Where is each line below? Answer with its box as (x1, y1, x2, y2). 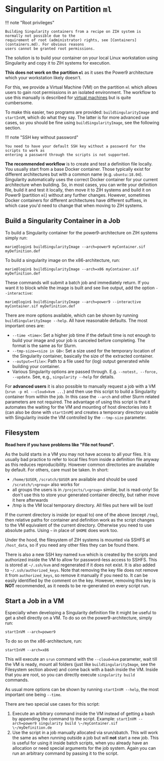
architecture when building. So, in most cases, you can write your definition (5, 182, 158, 187)
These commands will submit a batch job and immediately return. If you (5, 279, 149, 285)
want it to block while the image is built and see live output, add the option (5, 285, 155, 291)
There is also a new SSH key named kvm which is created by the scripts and (5, 552, 158, 557)
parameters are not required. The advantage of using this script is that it (5, 399, 150, 405)
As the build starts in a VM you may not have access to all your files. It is (5, 451, 151, 457)
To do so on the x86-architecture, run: (5, 638, 82, 644)
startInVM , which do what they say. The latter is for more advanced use (5, 114, 149, 120)
